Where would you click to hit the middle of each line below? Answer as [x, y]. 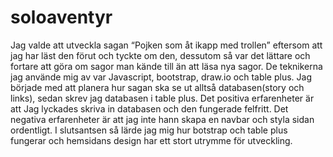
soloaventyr [61, 17]
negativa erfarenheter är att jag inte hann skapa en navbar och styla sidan [162, 119]
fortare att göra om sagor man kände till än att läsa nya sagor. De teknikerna [166, 66]
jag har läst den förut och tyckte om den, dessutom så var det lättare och [160, 55]
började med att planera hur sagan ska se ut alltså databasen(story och [157, 87]
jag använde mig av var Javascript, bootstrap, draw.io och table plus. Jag [161, 77]
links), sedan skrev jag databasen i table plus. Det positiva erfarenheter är [162, 98]
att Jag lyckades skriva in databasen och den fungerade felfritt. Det [149, 108]
